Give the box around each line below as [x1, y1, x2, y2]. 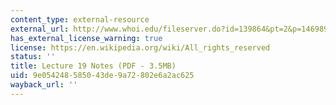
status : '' [10, 52, 56, 62]
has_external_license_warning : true [10, 33, 163, 43]
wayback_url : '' [10, 80, 78, 90]
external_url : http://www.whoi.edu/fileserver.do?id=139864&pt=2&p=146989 [10, 24, 329, 34]
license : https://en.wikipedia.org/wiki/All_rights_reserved [10, 42, 271, 53]
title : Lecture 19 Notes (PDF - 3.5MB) [10, 61, 177, 71]
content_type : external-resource [10, 14, 150, 25]
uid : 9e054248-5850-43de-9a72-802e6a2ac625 [10, 71, 195, 81]
